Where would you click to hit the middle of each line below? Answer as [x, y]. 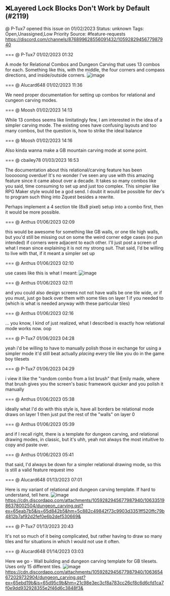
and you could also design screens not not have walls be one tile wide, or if [84, 292]
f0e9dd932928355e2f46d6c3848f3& [44, 588]
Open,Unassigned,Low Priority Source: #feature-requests [65, 34]
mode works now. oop [28, 328]
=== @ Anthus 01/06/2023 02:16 [39, 313]
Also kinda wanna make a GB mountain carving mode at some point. [76, 150]
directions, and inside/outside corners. [46, 75]
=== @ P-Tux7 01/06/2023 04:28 [40, 338]
